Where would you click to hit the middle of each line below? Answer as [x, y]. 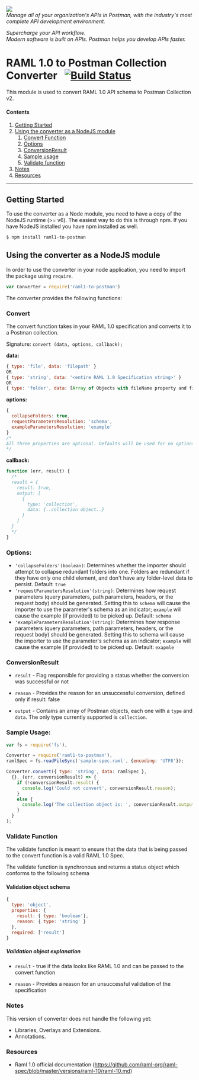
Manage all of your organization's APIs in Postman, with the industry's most [99, 15]
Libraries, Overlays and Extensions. [58, 1030]
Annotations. [30, 1036]
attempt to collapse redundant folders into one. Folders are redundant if [102, 571]
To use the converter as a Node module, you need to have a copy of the [94, 214]
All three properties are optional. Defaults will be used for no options [100, 443]
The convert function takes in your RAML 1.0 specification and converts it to [99, 326]
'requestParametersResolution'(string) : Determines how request [95, 590]
